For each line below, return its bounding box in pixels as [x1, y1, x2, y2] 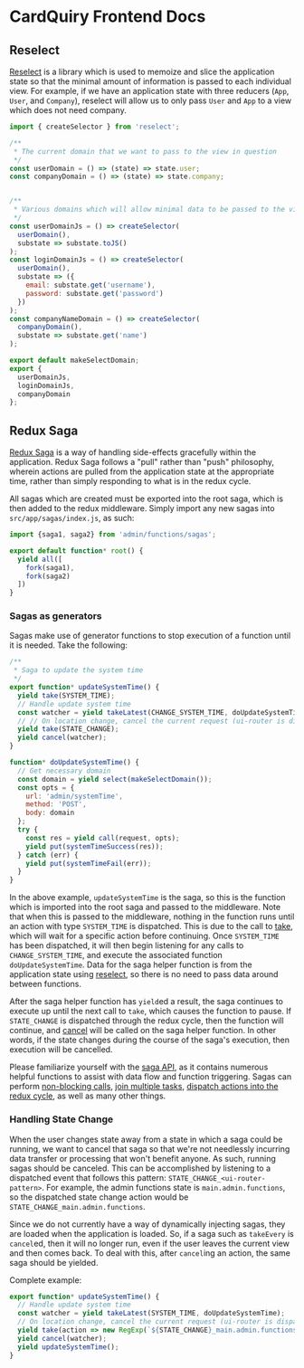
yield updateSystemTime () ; [17, 1342, 119, 1352]
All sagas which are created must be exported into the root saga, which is [9, 493, 283, 504]
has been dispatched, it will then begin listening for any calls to [9, 940, 244, 951]
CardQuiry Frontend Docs [9, 6, 206, 27]
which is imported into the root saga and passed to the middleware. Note [9, 902, 281, 913]
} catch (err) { [17, 850, 79, 860]
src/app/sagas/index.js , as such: [9, 513, 135, 524]
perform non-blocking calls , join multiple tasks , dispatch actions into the [9, 1081, 279, 1092]
